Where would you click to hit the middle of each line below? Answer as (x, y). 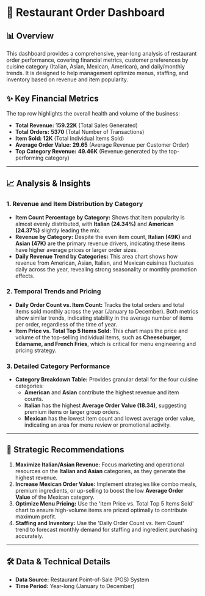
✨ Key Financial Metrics (52, 99)
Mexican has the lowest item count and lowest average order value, (110, 419)
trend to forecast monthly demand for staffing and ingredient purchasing (106, 529)
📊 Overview (30, 36)
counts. (34, 399)
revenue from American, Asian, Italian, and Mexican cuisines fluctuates (104, 263)
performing (29, 158)
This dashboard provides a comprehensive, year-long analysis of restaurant (102, 53)
